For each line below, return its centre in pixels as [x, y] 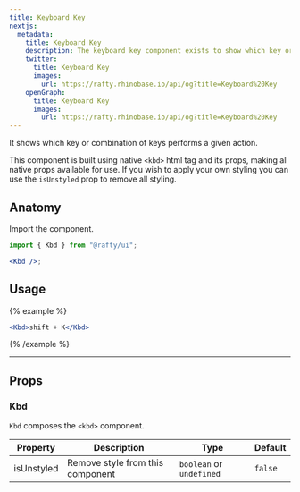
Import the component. [51, 228]
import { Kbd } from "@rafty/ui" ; [74, 245]
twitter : [42, 59]
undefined [200, 474]
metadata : [35, 34]
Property [36, 448]
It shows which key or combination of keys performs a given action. [134, 143]
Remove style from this [115, 463]
